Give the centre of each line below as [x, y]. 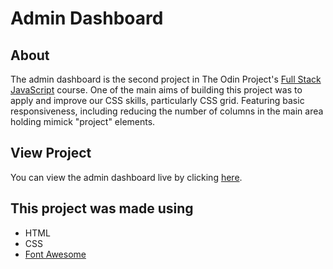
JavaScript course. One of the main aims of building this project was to [156, 90]
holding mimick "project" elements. [83, 121]
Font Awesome [55, 254]
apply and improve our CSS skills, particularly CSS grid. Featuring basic [157, 100]
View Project [51, 153]
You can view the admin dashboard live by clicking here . [126, 177]
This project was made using [102, 208]
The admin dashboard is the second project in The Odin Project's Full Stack [166, 79]
